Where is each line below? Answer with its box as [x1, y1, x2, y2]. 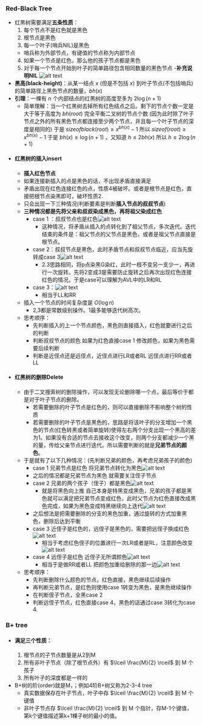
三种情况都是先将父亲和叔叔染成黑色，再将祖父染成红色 [23, 207, 162, 215]
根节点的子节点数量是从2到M [23, 651, 96, 659]
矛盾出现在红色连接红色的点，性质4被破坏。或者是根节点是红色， [23, 184, 187, 192]
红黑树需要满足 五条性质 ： [14, 19, 79, 26]
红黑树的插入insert [14, 155, 62, 162]
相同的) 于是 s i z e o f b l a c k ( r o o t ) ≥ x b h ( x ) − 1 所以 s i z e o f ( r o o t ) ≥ [34, 125, 186, 133]
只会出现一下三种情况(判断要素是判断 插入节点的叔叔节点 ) [23, 199, 166, 207]
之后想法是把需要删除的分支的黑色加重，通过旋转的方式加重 [32, 510, 182, 518]
